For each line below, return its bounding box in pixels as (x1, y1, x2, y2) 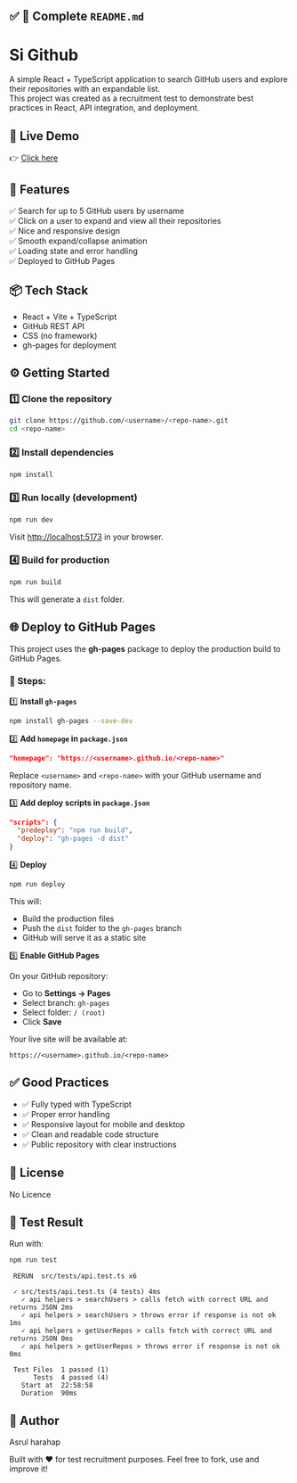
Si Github (9, 45, 78, 65)
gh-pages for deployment (21, 340, 117, 350)
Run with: (9, 1239, 44, 1249)
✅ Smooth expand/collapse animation (9, 235, 148, 246)
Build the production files (21, 913, 115, 924)
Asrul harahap (9, 1437, 60, 1447)
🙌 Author (9, 1413, 60, 1428)
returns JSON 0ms (9, 1334, 74, 1343)
